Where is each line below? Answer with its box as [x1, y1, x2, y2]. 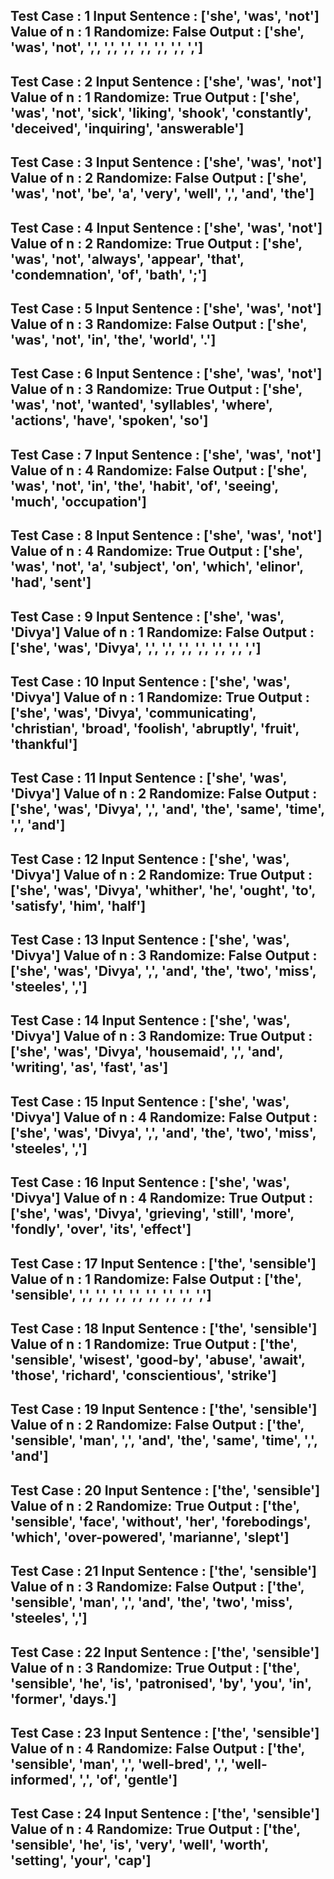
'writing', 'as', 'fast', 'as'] [10, 1059, 169, 1076]
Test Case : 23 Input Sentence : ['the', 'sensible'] [10, 1724, 320, 1741]
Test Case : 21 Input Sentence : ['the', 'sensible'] [10, 1563, 318, 1580]
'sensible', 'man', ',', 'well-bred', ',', [10, 1755, 228, 1773]
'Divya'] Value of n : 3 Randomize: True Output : [10, 1028, 313, 1045]
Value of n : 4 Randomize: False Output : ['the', [10, 1740, 305, 1757]
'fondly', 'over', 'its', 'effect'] [10, 1221, 192, 1238]
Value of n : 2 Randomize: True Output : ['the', [10, 1497, 300, 1514]
